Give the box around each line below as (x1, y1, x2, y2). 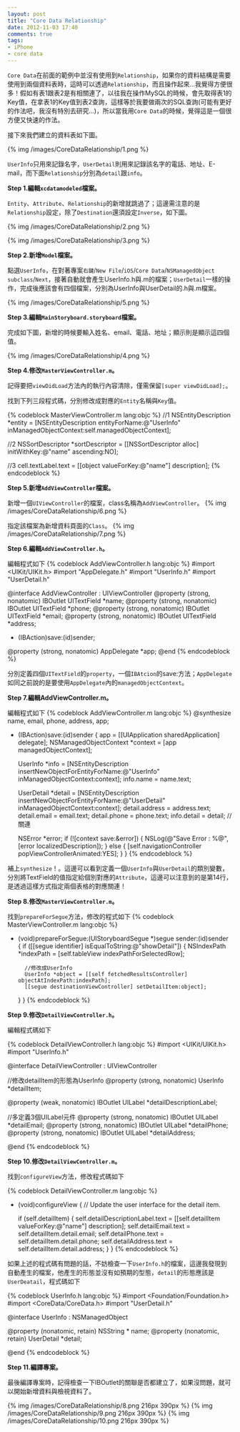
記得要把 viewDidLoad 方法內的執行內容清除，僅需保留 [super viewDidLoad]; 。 (7, 381, 232, 389)
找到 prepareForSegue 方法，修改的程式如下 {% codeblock (7, 912, 174, 920)
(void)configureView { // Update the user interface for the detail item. (17, 1200, 221, 1208)
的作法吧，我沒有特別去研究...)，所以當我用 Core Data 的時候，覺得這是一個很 (7, 106, 232, 115)
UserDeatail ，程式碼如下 (7, 1277, 81, 1286)
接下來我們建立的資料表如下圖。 (7, 130, 101, 139)
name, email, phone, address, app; (7, 716, 109, 725)
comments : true (7, 30, 53, 38)
